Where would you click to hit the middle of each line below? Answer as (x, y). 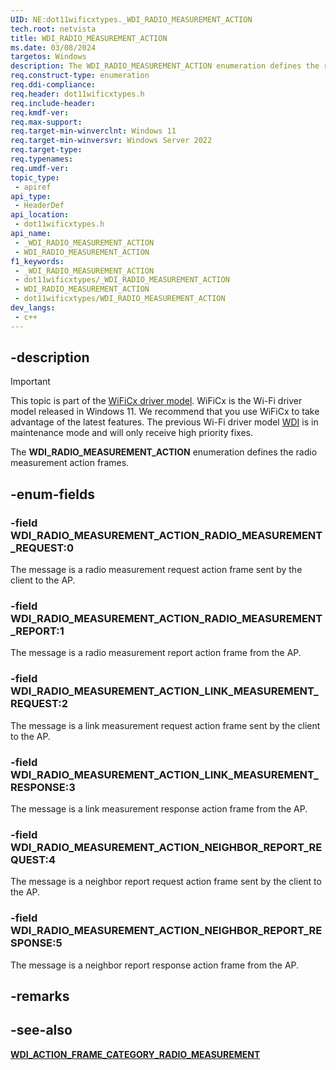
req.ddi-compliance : (53, 85)
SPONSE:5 (36, 943)
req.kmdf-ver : (40, 112)
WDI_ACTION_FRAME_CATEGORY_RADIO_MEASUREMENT (135, 1054)
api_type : (31, 196)
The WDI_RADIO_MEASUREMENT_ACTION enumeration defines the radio (164, 452)
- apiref (33, 187)
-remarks (40, 996)
